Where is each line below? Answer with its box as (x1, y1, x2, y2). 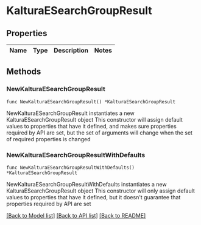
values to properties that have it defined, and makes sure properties (6, 122, 177, 130)
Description (54, 46, 88, 54)
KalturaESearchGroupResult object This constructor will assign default (6, 116, 183, 123)
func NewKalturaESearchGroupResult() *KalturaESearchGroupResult (6, 98, 175, 105)
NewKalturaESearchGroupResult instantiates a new (6, 109, 135, 117)
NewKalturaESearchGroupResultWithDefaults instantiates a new (6, 180, 167, 188)
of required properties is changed (6, 135, 91, 142)
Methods (6, 67, 41, 77)
